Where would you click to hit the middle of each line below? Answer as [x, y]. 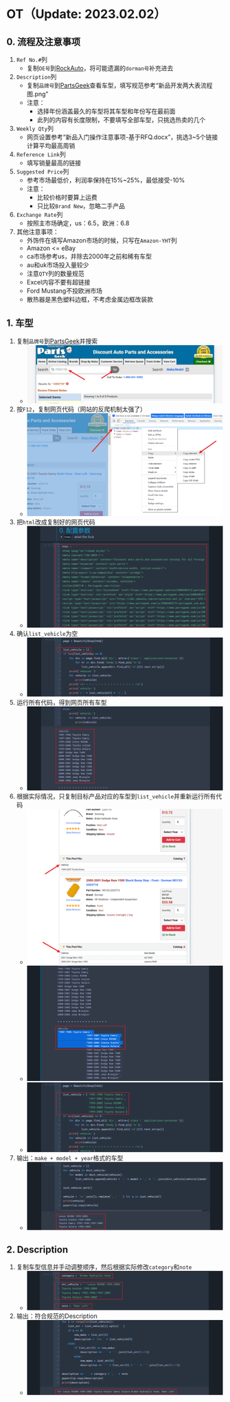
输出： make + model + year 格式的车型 [70, 1158]
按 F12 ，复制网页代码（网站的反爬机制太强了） [81, 409]
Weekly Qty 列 [35, 128]
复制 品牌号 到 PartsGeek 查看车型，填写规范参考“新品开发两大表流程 [120, 85]
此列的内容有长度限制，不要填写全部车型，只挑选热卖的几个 [121, 120]
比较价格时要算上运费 [67, 197]
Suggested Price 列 [43, 172]
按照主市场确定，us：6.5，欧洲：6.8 [78, 223]
